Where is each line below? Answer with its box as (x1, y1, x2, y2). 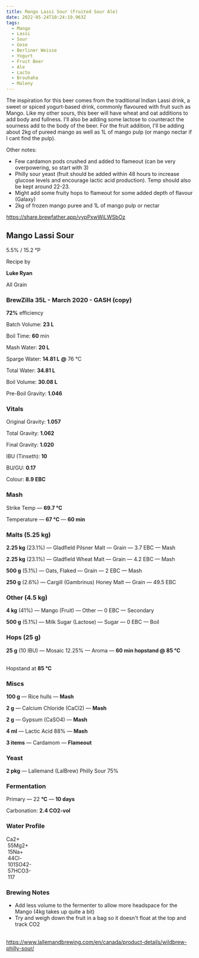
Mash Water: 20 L (6, 344, 50, 351)
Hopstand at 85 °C (6, 664, 52, 672)
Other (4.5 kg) (6, 593, 48, 601)
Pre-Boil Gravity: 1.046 (6, 390, 62, 397)
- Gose (11, 42, 28, 48)
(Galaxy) (14, 196, 36, 203)
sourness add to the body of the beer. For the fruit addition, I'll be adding (6, 122, 185, 129)
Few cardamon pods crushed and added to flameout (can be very (14, 158, 176, 165)
